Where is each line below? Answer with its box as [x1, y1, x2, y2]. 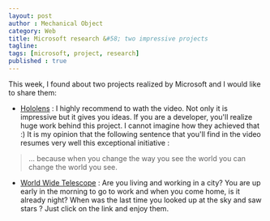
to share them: [8, 87, 57, 97]
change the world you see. [28, 162, 118, 172]
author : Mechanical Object [8, 19, 104, 28]
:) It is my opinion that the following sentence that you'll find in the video [19, 129, 262, 138]
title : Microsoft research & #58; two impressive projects [8, 34, 208, 43]
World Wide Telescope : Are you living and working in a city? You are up [19, 177, 261, 187]
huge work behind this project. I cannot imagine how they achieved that [19, 121, 259, 130]
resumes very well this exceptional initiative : [19, 138, 170, 147]
